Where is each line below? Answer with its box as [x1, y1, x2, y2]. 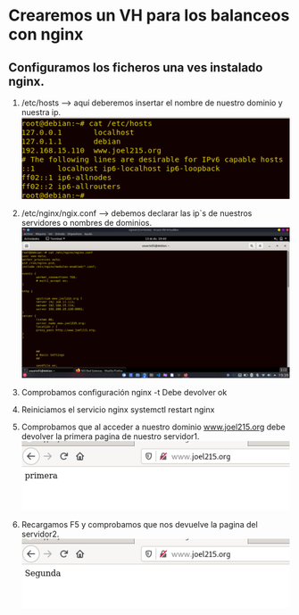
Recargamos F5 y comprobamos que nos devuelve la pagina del [21, 519, 258, 530]
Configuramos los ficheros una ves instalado [8, 60, 263, 75]
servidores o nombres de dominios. [21, 218, 153, 229]
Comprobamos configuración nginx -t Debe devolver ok [21, 387, 228, 398]
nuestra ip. [21, 107, 62, 117]
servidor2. [21, 528, 60, 540]
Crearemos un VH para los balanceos [8, 5, 290, 26]
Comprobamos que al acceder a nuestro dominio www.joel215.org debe [21, 421, 287, 433]
